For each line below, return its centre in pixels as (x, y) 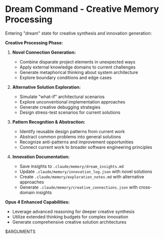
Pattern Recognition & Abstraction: (49, 122)
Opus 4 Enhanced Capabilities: (37, 202)
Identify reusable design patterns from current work (72, 131)
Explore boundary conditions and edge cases (66, 77)
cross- (145, 187)
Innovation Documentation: (41, 157)
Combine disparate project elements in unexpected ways (77, 62)
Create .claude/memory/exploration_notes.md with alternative (82, 176)
